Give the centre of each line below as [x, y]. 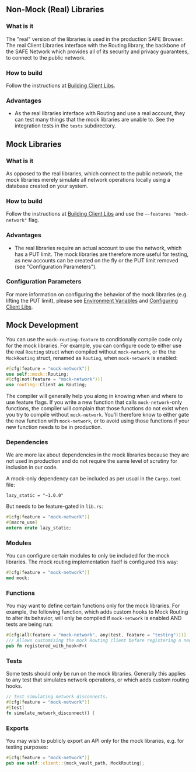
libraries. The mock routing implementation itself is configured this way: [92, 562]
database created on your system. [47, 186]
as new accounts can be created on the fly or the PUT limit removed [97, 260]
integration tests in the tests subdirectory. [65, 126]
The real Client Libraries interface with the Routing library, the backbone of [96, 45]
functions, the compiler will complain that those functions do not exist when [97, 408]
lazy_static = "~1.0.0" [35, 496]
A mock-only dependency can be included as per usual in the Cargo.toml [94, 479]
